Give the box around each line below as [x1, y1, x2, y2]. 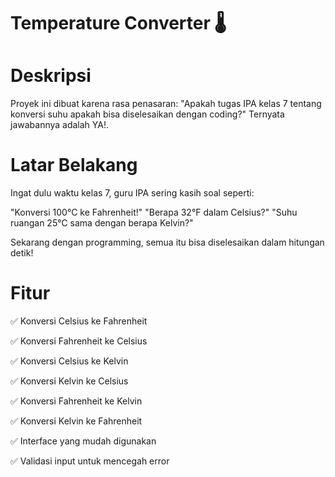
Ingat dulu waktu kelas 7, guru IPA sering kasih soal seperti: [10, 187, 255, 199]
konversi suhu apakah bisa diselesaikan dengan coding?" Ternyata [10, 108, 285, 120]
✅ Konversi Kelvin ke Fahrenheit [10, 415, 143, 427]
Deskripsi [10, 65, 92, 87]
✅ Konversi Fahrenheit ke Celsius [10, 335, 148, 347]
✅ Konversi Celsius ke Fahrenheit [10, 315, 148, 327]
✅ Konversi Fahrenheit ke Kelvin [10, 395, 143, 407]
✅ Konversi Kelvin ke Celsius [10, 375, 129, 387]
